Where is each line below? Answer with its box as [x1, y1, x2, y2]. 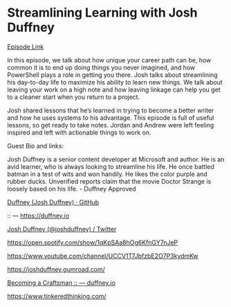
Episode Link [7, 42, 44, 51]
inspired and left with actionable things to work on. [7, 128, 151, 137]
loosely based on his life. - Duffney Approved [7, 184, 136, 193]
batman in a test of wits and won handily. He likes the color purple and [7, 170, 207, 178]
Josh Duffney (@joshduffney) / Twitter [7, 225, 117, 233]
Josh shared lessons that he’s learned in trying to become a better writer [7, 106, 214, 114]
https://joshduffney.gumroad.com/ [7, 265, 105, 273]
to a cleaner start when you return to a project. [7, 92, 140, 101]
